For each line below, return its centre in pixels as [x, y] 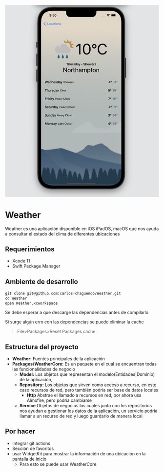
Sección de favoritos [33, 448]
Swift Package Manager [36, 266]
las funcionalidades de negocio [44, 369]
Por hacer [20, 432]
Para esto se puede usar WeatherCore [58, 464]
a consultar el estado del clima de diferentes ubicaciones [62, 234]
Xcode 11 [21, 261]
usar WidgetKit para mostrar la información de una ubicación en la [79, 453]
